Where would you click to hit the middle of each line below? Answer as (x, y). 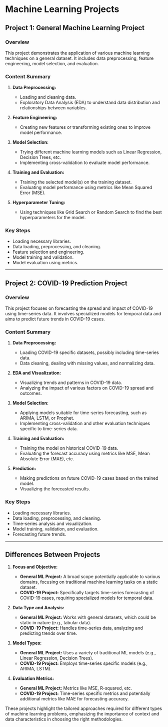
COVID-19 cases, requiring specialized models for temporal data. (87, 598)
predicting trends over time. (48, 633)
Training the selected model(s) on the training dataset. (76, 182)
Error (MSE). (33, 193)
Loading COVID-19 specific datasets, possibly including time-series (89, 352)
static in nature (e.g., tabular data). (55, 622)
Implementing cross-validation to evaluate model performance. (85, 163)
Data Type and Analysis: (38, 607)
